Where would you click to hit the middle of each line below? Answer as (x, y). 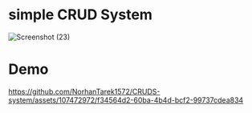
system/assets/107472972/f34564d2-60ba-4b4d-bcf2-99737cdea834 (126, 100)
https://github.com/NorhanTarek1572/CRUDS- (84, 91)
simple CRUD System (80, 15)
